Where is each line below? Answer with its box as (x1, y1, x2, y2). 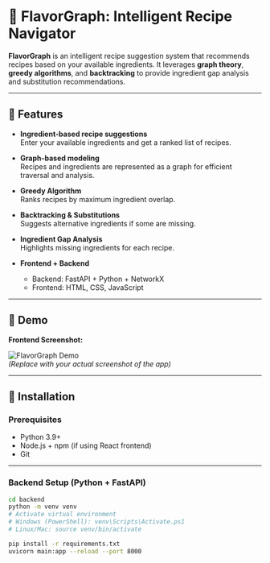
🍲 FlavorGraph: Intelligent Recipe (8, 7, 233, 26)
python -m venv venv (8, 503, 78, 511)
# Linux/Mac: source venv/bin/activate (8, 525, 142, 534)
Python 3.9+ (19, 433, 62, 442)
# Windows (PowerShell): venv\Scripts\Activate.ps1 (8, 518, 185, 526)
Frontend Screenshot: (8, 334, 83, 345)
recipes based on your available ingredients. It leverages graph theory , (8, 60, 244, 69)
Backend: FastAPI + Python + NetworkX (31, 274, 165, 284)
